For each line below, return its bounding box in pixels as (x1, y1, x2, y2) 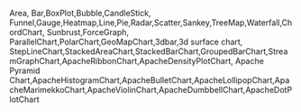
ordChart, (9, 27, 45, 37)
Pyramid (9, 65, 41, 76)
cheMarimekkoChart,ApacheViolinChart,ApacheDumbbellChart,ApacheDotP (9, 85, 293, 95)
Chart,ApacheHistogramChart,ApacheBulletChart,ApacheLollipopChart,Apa (9, 75, 290, 85)
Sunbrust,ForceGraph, (46, 27, 129, 37)
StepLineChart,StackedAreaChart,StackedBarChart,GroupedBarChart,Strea (9, 46, 288, 57)
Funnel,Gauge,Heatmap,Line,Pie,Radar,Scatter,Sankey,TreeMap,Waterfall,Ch (9, 17, 293, 28)
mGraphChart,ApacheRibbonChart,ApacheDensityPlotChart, (9, 56, 234, 66)
